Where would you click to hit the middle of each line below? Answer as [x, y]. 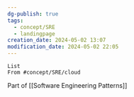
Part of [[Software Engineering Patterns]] [67, 85]
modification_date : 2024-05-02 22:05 [63, 47]
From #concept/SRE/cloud [44, 72]
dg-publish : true [33, 14]
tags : [15, 21]
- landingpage [34, 34]
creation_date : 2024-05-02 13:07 [57, 40]
